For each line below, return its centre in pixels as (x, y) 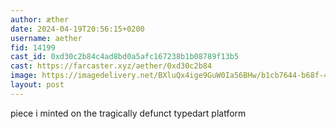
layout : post (37, 85)
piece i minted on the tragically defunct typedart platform (128, 113)
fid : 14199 (33, 47)
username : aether (46, 38)
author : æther (40, 19)
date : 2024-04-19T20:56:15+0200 (77, 29)
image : (24, 76)
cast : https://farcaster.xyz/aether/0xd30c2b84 (111, 66)
